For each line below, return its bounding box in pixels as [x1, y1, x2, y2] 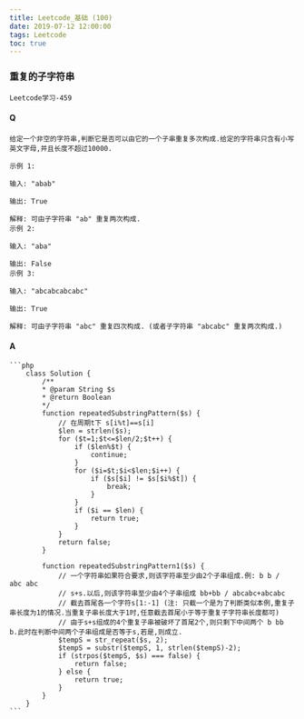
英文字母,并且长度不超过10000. [9, 144, 113, 153]
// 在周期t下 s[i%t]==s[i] [57, 418, 155, 427]
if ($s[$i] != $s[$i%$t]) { [90, 474, 197, 483]
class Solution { [25, 369, 92, 378]
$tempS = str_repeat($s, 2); [57, 635, 169, 644]
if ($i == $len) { [74, 505, 144, 514]
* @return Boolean [42, 393, 112, 402]
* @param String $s [42, 384, 116, 394]
